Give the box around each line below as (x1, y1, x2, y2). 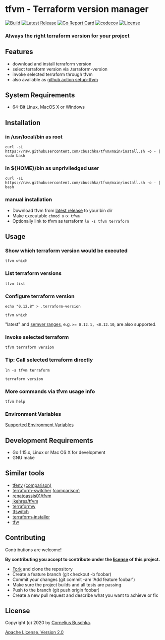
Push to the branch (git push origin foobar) (12, 587, 100, 593)
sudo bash (5, 153, 26, 158)
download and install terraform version (12, 61, 92, 66)
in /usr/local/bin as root (5, 133, 63, 140)
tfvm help (5, 399, 26, 404)
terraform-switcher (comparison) (12, 487, 80, 493)
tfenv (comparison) (12, 482, 52, 488)
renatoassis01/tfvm (12, 493, 52, 499)
